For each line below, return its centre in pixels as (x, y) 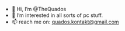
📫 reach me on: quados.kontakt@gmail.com (65, 22)
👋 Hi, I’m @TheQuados (39, 9)
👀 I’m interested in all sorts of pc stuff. (57, 15)
